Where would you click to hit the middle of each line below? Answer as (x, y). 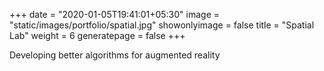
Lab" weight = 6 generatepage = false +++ (97, 35)
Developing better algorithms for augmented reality (115, 55)
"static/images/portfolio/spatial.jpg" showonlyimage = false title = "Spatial (162, 25)
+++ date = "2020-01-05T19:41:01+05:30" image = (115, 14)
